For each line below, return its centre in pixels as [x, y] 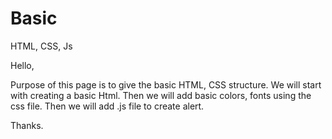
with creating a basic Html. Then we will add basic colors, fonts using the [161, 95]
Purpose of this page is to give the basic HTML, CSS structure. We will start [166, 84]
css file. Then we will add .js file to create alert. [107, 106]
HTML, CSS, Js [41, 46]
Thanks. [27, 125]
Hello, [22, 65]
